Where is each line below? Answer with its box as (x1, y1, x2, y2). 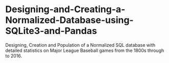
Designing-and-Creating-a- (5, 4, 126, 15)
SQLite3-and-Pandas (5, 25, 97, 37)
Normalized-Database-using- (5, 14, 134, 26)
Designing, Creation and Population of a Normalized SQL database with (5, 42, 156, 48)
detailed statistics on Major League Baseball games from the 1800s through (5, 47, 164, 53)
